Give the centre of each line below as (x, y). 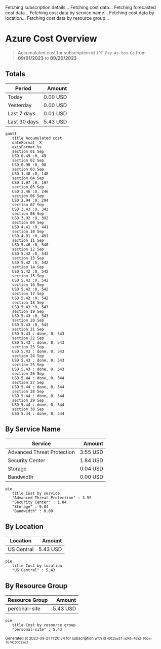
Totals (15, 74)
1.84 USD (92, 460)
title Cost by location (37, 566)
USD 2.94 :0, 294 (30, 200)
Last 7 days (22, 113)
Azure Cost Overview (51, 39)
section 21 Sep (28, 329)
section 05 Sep (28, 187)
